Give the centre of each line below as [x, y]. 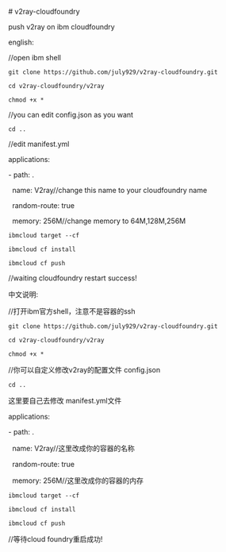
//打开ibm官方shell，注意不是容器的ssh [72, 311]
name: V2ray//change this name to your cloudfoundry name [109, 190]
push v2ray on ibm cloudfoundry [61, 27]
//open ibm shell [35, 58]
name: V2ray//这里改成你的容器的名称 [73, 448]
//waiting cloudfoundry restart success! [73, 278]
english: [21, 42]
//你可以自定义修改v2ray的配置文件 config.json [84, 370]
